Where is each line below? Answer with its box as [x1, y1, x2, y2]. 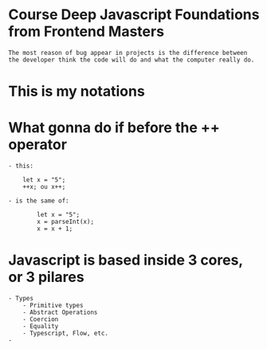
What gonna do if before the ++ [8, 119, 221, 137]
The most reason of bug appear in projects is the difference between [8, 49, 248, 57]
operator [8, 135, 68, 154]
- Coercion [22, 316, 59, 324]
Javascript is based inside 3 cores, [8, 251, 243, 269]
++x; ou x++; [22, 183, 66, 191]
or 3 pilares [8, 269, 85, 286]
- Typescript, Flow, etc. [22, 329, 109, 337]
